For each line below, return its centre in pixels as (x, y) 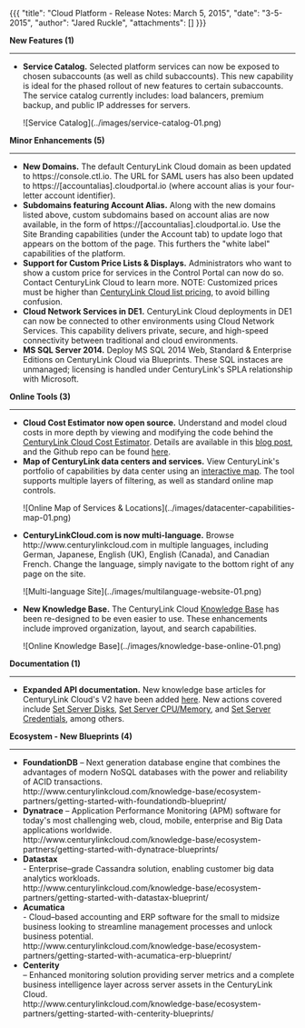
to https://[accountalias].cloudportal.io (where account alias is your (148, 186)
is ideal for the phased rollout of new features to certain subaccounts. (153, 86)
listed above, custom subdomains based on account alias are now (146, 215)
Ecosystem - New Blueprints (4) (71, 736)
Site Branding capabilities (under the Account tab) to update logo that (152, 234)
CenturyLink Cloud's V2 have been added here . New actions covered (152, 699)
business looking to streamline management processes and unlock (148, 927)
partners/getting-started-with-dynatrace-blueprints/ (121, 849)
